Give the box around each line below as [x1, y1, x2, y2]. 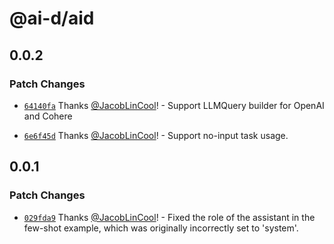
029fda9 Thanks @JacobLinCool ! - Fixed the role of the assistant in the [23, 211, 316, 223]
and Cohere [23, 110, 73, 122]
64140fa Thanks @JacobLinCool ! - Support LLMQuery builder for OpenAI [23, 99, 325, 111]
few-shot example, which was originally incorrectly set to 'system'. [23, 222, 299, 234]
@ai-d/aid [9, 7, 95, 30]
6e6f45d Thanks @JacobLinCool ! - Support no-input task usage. [23, 129, 289, 141]
